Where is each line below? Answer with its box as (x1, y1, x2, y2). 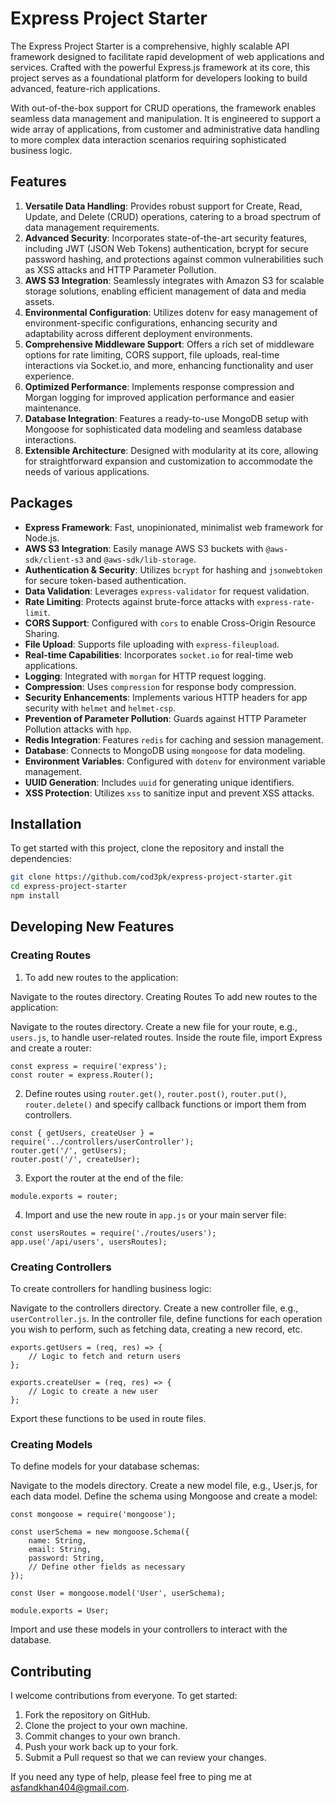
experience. (24, 370, 75, 382)
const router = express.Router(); (10, 1070, 155, 1080)
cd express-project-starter (10, 882, 128, 892)
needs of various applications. (24, 465, 150, 477)
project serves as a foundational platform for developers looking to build (10, 72, 308, 84)
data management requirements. (24, 221, 160, 233)
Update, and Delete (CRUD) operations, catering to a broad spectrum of (24, 210, 322, 222)
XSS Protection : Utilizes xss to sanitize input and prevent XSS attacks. (24, 787, 315, 799)
